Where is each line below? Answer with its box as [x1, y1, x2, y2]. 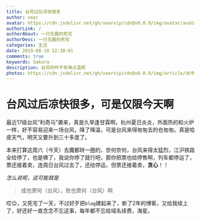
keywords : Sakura [6, 59, 50, 65]
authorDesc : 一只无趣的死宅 [6, 37, 70, 43]
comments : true [6, 53, 44, 59]
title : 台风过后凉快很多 [6, 8, 61, 15]
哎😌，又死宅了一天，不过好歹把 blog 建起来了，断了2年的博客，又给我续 [6, 200, 183, 207]
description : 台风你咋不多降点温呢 [6, 64, 86, 71]
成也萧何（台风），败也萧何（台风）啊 [20, 187, 113, 194]
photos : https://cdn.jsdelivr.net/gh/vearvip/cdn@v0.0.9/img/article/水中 [6, 70, 195, 76]
